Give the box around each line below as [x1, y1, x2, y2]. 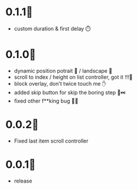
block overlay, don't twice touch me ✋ [14, 80, 107, 87]
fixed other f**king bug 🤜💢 [14, 97, 79, 104]
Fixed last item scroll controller [14, 137, 89, 144]
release [14, 177, 33, 184]
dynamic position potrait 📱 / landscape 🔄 [14, 67, 113, 74]
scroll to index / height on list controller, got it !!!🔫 [14, 73, 133, 80]
